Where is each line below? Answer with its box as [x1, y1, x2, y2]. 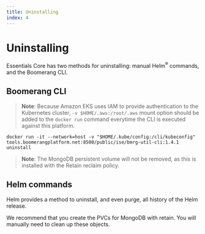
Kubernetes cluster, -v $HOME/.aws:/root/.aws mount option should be [21, 109, 199, 116]
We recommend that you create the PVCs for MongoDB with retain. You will [6, 214, 196, 221]
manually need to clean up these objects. [6, 221, 110, 228]
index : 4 [6, 15, 29, 21]
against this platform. [21, 122, 75, 129]
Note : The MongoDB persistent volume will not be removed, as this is [21, 155, 196, 163]
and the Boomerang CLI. [6, 68, 68, 76]
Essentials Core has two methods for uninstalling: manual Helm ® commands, [6, 61, 199, 70]
